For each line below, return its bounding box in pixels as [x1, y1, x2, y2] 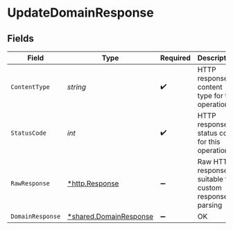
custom [197, 183, 222, 192]
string [67, 82, 87, 92]
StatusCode [10, 129, 46, 137]
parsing [197, 200, 223, 210]
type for [197, 91, 223, 100]
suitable [197, 174, 223, 183]
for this [197, 137, 221, 147]
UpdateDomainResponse [7, 5, 154, 21]
